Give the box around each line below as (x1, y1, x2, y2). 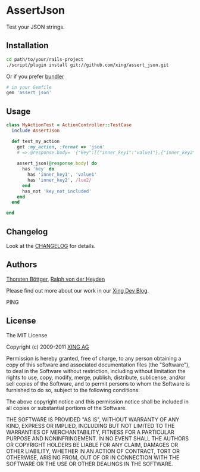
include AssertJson (11, 128, 60, 133)
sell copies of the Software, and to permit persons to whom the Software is (6, 380, 190, 387)
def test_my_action (11, 138, 60, 144)
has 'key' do (21, 166, 55, 172)
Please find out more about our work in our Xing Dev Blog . (6, 287, 149, 294)
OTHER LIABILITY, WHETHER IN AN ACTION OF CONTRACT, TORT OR (6, 448, 180, 455)
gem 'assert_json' (6, 90, 52, 96)
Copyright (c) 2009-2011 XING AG (6, 343, 89, 350)
